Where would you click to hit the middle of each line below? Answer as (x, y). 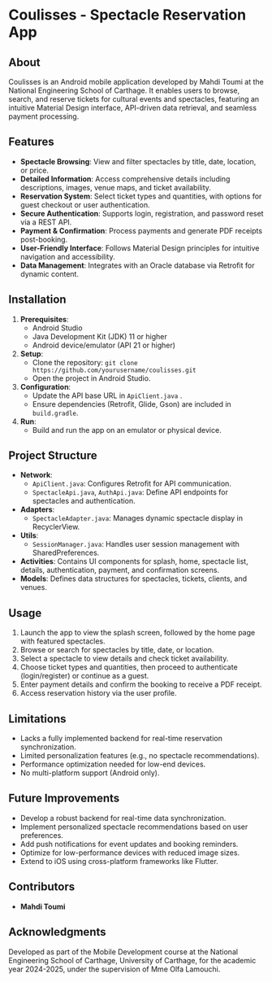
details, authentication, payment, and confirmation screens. (120, 570)
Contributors (42, 887)
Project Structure (53, 456)
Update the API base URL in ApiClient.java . (107, 395)
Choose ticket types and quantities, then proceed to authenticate (129, 667)
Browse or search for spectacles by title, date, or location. (117, 650)
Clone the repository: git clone (85, 362)
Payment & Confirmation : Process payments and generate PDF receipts (141, 230)
